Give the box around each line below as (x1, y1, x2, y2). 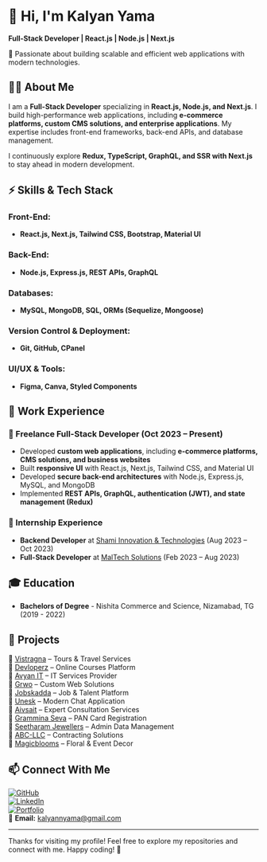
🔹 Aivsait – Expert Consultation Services (8, 705, 140, 715)
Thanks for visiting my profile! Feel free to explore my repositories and (8, 837, 238, 846)
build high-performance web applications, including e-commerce (8, 110, 223, 120)
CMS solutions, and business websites (19, 455, 151, 464)
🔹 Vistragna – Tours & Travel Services (8, 654, 131, 664)
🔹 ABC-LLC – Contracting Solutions (8, 731, 124, 740)
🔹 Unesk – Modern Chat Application (8, 696, 126, 706)
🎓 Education (8, 577, 75, 590)
